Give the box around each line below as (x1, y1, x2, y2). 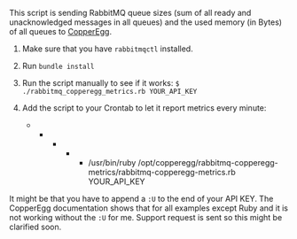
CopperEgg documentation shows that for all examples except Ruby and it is (9, 203, 288, 213)
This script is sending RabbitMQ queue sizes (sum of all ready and (9, 8, 252, 18)
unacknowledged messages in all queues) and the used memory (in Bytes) (9, 17, 282, 27)
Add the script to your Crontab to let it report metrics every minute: (21, 103, 267, 113)
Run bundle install (21, 61, 95, 71)
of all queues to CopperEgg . (9, 27, 113, 36)
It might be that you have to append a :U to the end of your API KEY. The (9, 194, 274, 204)
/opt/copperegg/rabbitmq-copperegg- (137, 158, 279, 167)
